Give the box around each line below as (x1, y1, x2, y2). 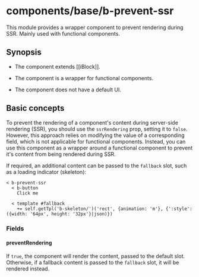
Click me (17, 190, 39, 196)
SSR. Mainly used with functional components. (6, 30, 121, 37)
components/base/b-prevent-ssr (6, 4, 174, 18)
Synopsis (6, 47, 42, 58)
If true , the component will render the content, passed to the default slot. (6, 252, 185, 259)
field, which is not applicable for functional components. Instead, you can (6, 138, 186, 145)
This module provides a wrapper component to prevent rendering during (6, 24, 184, 31)
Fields (6, 224, 24, 233)
